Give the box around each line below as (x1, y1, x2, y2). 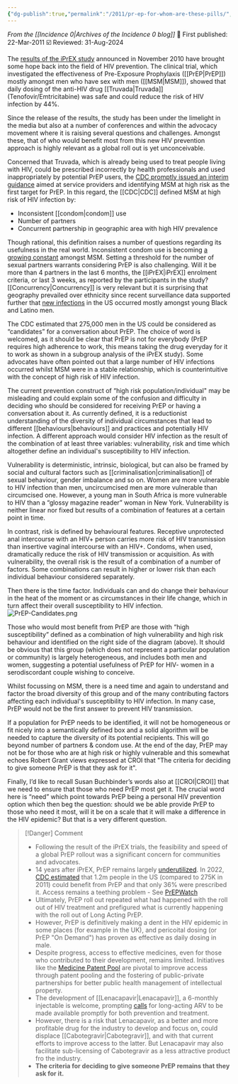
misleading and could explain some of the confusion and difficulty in (7, 394, 207, 402)
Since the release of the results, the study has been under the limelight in (7, 113, 221, 122)
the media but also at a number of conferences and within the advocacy (7, 121, 217, 129)
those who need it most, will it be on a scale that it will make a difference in (7, 807, 226, 816)
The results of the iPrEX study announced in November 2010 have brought (7, 54, 225, 63)
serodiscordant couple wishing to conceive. (7, 667, 135, 676)
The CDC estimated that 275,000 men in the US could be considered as (7, 319, 217, 328)
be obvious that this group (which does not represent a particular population (7, 645, 230, 654)
